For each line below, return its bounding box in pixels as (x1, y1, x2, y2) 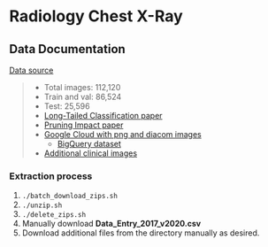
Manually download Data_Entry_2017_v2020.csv (21, 219, 202, 229)
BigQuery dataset (57, 139, 122, 149)
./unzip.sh (21, 201, 63, 210)
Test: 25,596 (43, 101, 90, 112)
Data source (9, 65, 54, 75)
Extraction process (9, 170, 93, 182)
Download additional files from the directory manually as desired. (21, 228, 260, 238)
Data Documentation (9, 42, 126, 57)
